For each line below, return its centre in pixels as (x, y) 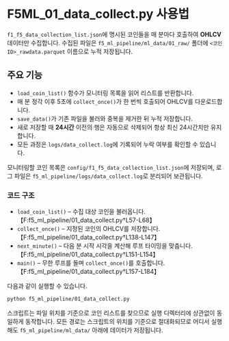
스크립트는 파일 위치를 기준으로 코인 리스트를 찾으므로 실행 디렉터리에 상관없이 (111, 313)
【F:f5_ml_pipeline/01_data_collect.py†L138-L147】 (89, 238)
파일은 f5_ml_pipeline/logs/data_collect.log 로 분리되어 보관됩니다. (108, 176)
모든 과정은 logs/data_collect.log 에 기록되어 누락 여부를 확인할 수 (107, 144)
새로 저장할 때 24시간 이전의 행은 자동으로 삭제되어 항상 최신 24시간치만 (113, 127)
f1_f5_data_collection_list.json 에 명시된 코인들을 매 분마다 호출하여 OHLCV (114, 34)
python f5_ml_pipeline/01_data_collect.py (68, 299)
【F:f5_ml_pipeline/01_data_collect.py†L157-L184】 (89, 272)
